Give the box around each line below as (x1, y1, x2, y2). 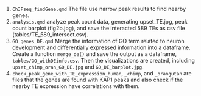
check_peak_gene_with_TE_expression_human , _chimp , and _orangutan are (12, 70, 192, 77)
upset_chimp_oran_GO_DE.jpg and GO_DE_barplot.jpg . (12, 63, 144, 70)
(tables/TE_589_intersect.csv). (12, 31, 89, 38)
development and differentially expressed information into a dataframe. (12, 44, 191, 51)
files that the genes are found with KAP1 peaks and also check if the (12, 76, 183, 83)
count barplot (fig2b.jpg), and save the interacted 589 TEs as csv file (12, 24, 185, 32)
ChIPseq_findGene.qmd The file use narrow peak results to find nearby (12, 5, 186, 12)
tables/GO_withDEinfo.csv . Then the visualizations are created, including (12, 57, 195, 64)
